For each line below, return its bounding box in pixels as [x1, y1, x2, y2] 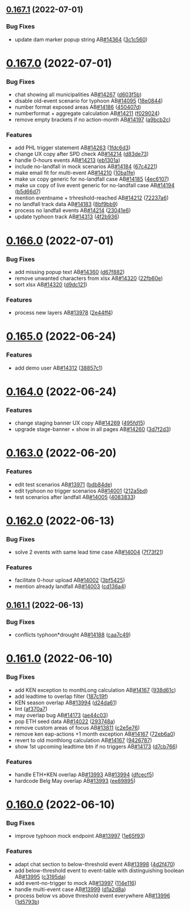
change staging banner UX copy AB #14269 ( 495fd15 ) [14, 419, 146, 427]
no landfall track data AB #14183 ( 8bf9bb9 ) [14, 201, 118, 208]
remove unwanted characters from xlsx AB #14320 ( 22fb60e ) [14, 275, 163, 282]
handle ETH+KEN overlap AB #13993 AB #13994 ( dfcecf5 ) [14, 770, 155, 778]
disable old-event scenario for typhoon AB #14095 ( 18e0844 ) [14, 97, 163, 105]
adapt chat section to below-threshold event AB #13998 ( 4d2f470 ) [14, 860, 175, 867]
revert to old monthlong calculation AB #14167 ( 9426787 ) [14, 736, 152, 743]
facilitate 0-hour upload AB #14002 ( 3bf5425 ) [14, 577, 125, 584]
